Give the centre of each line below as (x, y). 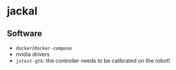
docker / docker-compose (44, 48)
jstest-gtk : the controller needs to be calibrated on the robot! (93, 61)
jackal (22, 11)
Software (24, 33)
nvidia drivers (33, 54)
